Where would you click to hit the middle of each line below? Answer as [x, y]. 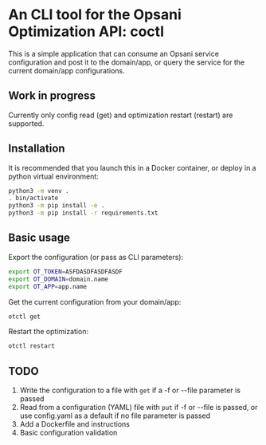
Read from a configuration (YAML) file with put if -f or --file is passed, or [139, 408]
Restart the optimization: [49, 332]
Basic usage [39, 238]
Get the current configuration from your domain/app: [95, 301]
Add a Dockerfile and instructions [74, 424]
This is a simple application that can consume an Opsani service [113, 53]
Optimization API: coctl [86, 32]
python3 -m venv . [39, 191]
